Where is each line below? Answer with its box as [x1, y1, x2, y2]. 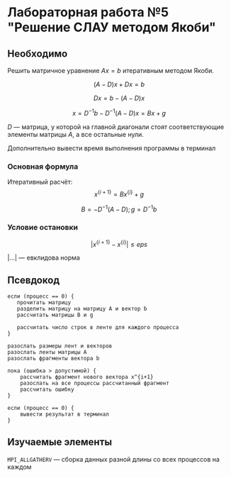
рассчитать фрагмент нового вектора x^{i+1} [20, 374, 154, 381]
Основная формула [7, 161, 79, 171]
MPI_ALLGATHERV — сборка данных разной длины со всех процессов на [7, 455, 220, 463]
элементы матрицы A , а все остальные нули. [7, 130, 144, 138]
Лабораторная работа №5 [7, 4, 169, 21]
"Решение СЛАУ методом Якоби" [7, 19, 216, 35]
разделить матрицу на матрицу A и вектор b [16, 306, 147, 313]
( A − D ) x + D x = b [93, 80, 145, 89]
